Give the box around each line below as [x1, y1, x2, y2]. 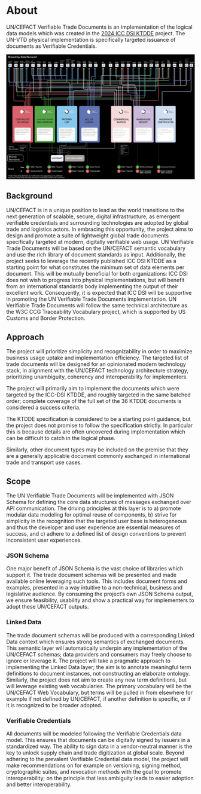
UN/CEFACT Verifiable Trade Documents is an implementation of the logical [6, 23, 193, 30]
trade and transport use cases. [6, 459, 83, 466]
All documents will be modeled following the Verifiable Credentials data [6, 730, 182, 737]
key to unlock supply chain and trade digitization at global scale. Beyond [6, 749, 185, 756]
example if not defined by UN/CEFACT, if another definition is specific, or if [6, 695, 191, 703]
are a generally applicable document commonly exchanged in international [6, 453, 190, 460]
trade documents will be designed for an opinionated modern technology [6, 361, 187, 368]
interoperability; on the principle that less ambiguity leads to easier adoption [6, 774, 194, 781]
